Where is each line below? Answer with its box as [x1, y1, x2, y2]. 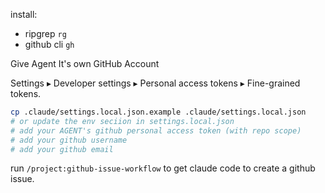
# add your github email [10, 144, 114, 154]
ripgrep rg [24, 28, 67, 39]
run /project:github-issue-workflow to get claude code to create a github [10, 162, 316, 174]
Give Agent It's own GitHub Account [10, 58, 160, 69]
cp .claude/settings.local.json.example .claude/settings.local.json [10, 107, 307, 117]
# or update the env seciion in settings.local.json [10, 116, 235, 126]
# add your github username [10, 135, 128, 145]
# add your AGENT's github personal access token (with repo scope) [10, 125, 302, 136]
